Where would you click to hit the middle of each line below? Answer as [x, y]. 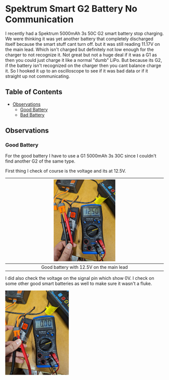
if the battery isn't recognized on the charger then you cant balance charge [83, 65]
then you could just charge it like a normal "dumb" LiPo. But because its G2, [84, 60]
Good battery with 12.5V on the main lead [84, 267]
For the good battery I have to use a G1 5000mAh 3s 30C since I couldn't [81, 156]
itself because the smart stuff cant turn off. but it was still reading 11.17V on [82, 44]
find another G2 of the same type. [40, 161]
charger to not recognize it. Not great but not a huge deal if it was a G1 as [81, 55]
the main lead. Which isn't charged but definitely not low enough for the [80, 49]
